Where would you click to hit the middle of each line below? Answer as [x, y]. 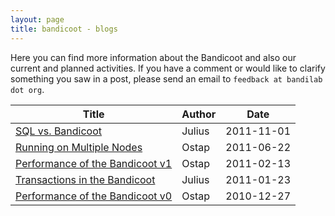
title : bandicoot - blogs [64, 29]
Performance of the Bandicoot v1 [94, 163]
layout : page [37, 19]
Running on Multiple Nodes [79, 147]
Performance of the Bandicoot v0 [94, 196]
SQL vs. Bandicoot [59, 131]
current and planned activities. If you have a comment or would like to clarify [168, 68]
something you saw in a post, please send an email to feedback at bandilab [166, 78]
